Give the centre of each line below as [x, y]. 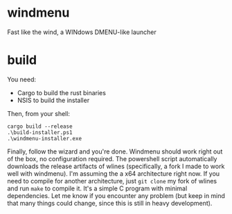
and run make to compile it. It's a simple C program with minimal [97, 188]
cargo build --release [40, 126]
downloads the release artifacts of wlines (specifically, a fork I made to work [116, 166]
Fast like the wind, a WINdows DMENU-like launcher [82, 32]
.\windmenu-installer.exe [44, 138]
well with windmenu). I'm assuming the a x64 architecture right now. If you [114, 173]
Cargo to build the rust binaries [61, 92]
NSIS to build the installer [53, 100]
